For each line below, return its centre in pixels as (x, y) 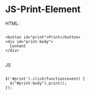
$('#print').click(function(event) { (45, 79)
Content (18, 46)
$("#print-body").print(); (38, 83)
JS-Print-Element (43, 9)
